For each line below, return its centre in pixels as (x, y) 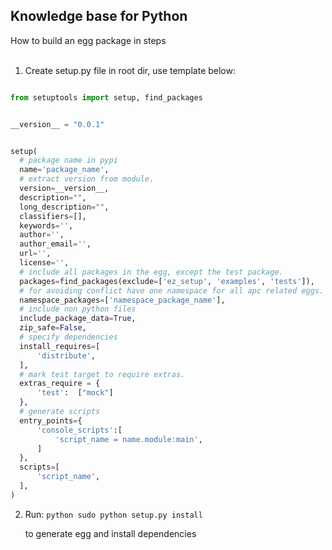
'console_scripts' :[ (79, 430)
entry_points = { (51, 420)
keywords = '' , (46, 225)
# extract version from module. (87, 179)
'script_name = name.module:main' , (128, 439)
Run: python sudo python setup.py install (113, 514)
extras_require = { (60, 384)
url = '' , (35, 254)
